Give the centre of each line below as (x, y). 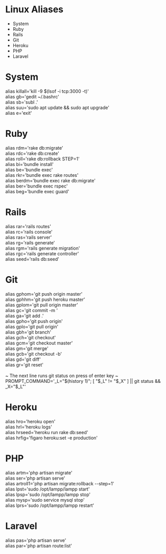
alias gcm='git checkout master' (39, 343)
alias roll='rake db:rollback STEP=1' (43, 159)
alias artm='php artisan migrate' (39, 473)
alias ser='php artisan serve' (35, 478)
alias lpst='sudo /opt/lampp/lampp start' (48, 489)
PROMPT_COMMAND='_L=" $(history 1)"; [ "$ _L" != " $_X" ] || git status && (83, 381)
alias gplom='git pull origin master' (42, 305)
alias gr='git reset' (24, 364)
